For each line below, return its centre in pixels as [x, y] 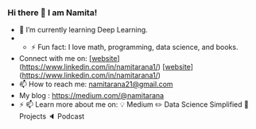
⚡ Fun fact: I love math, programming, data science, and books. [134, 47]
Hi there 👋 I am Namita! [52, 13]
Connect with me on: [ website [68, 59]
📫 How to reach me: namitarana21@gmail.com [96, 84]
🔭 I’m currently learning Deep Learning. [83, 30]
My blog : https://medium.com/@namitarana [91, 96]
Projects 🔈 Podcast [52, 116]
